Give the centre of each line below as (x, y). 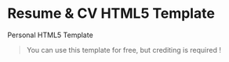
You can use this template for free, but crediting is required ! (124, 50)
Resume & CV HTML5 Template (111, 14)
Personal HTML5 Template (50, 35)
